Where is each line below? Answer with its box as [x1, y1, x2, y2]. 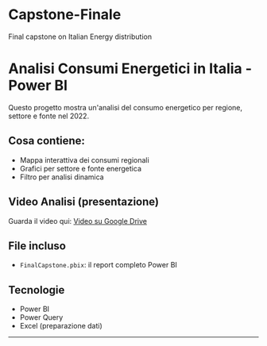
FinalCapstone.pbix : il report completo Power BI [19, 260, 177, 270]
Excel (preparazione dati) [19, 321, 103, 331]
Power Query [19, 313, 64, 322]
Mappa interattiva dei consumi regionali [19, 155, 149, 164]
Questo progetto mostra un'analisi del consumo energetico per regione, [8, 102, 243, 112]
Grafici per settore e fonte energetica [19, 163, 141, 173]
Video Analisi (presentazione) [8, 195, 159, 209]
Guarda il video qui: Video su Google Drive [8, 216, 147, 225]
